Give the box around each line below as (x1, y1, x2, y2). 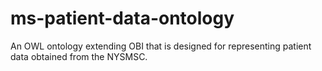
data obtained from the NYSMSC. (10, 50, 148, 62)
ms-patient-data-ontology (10, 7, 235, 30)
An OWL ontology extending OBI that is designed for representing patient (10, 40, 312, 52)
